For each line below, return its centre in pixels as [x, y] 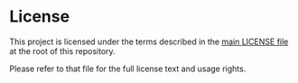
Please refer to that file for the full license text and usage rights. [128, 69]
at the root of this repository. [62, 51]
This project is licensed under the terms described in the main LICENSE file [149, 41]
